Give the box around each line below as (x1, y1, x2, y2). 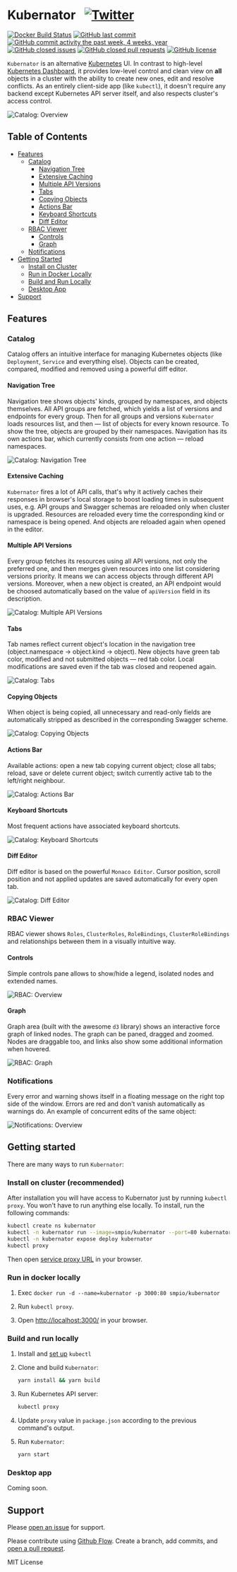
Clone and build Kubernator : (17, 1364, 99, 1372)
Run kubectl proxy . (17, 1302, 74, 1311)
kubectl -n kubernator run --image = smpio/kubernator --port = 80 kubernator (7, 1229, 232, 1236)
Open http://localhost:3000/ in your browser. (17, 1316, 148, 1324)
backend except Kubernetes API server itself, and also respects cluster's (7, 89, 219, 97)
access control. (7, 96, 52, 105)
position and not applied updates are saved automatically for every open (7, 875, 218, 883)
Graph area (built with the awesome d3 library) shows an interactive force (7, 1022, 221, 1031)
